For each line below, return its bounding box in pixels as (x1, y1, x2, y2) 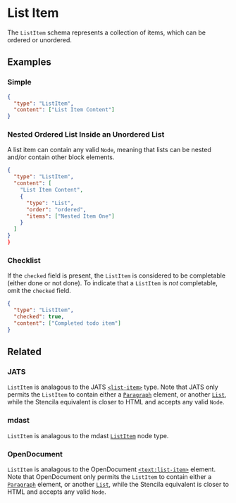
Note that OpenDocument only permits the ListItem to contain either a (7, 472, 212, 480)
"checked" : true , (13, 313, 65, 320)
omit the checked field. (7, 287, 72, 295)
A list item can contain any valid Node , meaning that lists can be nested (7, 146, 211, 154)
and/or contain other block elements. (7, 153, 115, 161)
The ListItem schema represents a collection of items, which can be (7, 28, 206, 37)
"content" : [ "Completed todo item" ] (13, 319, 121, 327)
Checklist (7, 255, 41, 265)
